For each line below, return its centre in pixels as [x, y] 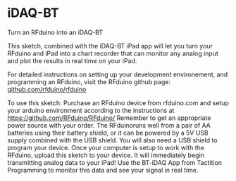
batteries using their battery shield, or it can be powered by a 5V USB [108, 133]
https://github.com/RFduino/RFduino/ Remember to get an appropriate [109, 118]
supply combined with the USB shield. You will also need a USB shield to [112, 140]
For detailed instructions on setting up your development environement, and [118, 74]
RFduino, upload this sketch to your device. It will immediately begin [106, 155]
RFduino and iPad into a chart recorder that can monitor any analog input [113, 53]
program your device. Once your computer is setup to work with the [106, 147]
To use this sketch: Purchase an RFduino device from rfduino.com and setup [118, 102]
